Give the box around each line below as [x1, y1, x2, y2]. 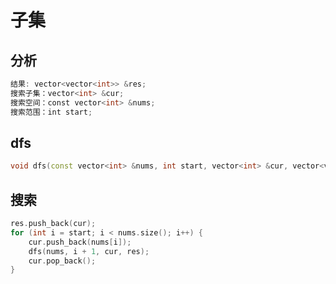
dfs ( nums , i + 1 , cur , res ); [28, 246, 150, 256]
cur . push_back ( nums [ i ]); [28, 237, 132, 247]
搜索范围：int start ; [10, 107, 93, 117]
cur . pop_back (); [28, 256, 97, 266]
